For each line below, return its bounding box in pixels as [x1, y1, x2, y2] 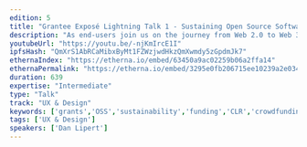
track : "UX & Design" [9, 98, 92, 108]
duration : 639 [9, 73, 64, 82]
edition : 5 [9, 13, 51, 23]
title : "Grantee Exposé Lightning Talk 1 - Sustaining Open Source [9, 22, 272, 31]
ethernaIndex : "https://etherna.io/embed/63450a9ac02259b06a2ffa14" [9, 56, 276, 65]
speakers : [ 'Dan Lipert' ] [9, 124, 108, 133]
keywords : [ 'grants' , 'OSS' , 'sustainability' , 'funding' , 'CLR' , [9, 107, 251, 116]
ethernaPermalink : [9, 65, 79, 74]
